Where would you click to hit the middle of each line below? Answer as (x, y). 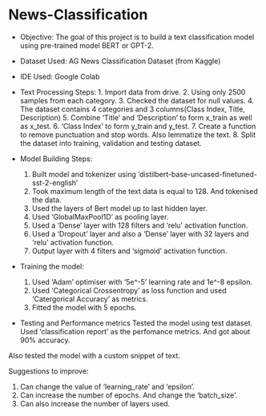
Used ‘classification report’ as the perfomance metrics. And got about (135, 331)
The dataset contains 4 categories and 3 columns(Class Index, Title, (133, 109)
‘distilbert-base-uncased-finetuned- (197, 174)
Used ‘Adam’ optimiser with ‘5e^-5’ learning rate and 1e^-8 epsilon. (142, 281)
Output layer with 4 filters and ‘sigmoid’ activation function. (129, 251)
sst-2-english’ (55, 183)
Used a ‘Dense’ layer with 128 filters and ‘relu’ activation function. (140, 225)
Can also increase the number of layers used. (95, 403)
